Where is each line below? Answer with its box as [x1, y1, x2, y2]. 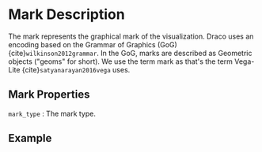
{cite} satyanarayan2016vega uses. [21, 65, 131, 74]
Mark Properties [8, 88, 90, 102]
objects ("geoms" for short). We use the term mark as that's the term [8, 57, 234, 66]
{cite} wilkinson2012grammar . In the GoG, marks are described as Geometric [8, 48, 253, 57]
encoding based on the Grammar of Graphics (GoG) [8, 39, 178, 49]
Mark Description [8, 6, 125, 24]
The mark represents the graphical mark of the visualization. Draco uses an [8, 32, 254, 41]
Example [8, 132, 52, 145]
